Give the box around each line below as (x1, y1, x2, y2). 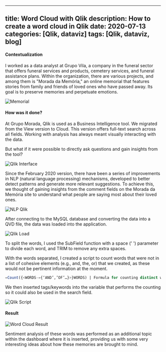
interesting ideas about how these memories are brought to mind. (5, 341, 138, 347)
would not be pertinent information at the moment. (5, 265, 108, 271)
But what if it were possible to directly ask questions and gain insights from (5, 146, 158, 152)
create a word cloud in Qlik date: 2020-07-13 (5, 22, 146, 31)
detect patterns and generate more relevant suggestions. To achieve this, (5, 181, 155, 187)
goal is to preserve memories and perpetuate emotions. (5, 88, 119, 94)
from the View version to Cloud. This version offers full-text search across (5, 126, 156, 132)
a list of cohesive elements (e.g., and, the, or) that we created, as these (5, 260, 150, 266)
